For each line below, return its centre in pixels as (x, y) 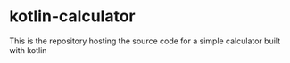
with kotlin (28, 50)
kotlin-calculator (72, 16)
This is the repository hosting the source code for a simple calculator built (145, 41)
